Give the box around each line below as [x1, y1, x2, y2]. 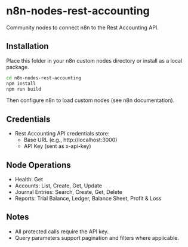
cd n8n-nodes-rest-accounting [6, 75, 82, 81]
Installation [6, 41, 49, 51]
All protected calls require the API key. [14, 228, 109, 235]
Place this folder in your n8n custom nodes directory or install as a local [6, 57, 183, 64]
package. [6, 63, 29, 70]
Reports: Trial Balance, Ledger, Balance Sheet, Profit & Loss [14, 195, 162, 202]
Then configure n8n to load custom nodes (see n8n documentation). [6, 97, 175, 104]
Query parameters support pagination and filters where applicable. [14, 234, 180, 241]
